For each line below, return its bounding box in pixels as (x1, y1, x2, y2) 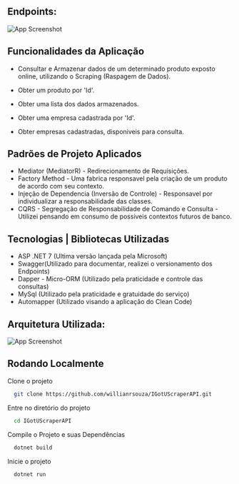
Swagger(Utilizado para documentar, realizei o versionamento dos (17, 260, 213, 268)
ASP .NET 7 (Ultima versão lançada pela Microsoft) (17, 252, 168, 261)
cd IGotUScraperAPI (14, 417, 72, 424)
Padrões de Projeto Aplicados (7, 148, 142, 160)
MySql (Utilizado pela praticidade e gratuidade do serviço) (17, 290, 190, 298)
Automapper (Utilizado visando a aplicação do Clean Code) (17, 298, 193, 306)
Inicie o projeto (7, 457, 51, 465)
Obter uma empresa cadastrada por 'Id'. (17, 114, 136, 122)
